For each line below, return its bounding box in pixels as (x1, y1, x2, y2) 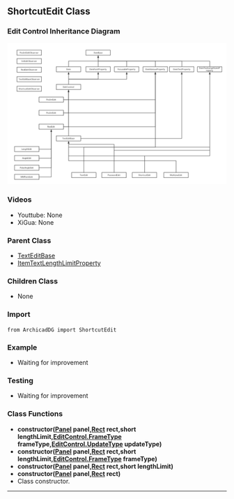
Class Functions (7, 409, 63, 419)
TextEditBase (17, 251, 56, 260)
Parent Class (7, 235, 52, 245)
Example (7, 342, 38, 352)
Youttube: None (17, 211, 63, 219)
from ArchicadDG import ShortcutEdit (7, 326, 117, 334)
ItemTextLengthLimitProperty (17, 259, 101, 267)
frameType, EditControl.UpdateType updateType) (17, 440, 162, 448)
